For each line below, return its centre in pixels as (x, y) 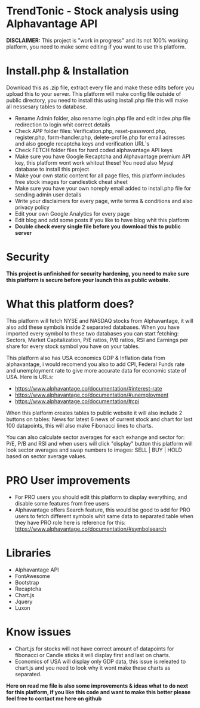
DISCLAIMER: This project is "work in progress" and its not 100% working (97, 40)
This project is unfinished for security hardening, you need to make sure (98, 273)
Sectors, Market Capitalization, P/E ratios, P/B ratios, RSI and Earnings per (97, 340)
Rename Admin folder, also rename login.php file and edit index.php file (103, 118)
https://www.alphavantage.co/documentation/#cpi (77, 401)
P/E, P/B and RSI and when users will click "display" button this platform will (99, 443)
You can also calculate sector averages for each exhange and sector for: (96, 437)
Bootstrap (27, 582)
